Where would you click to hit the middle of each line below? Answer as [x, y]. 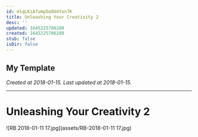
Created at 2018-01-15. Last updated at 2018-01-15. [69, 82]
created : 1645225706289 [35, 34]
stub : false [21, 39]
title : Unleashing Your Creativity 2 [52, 17]
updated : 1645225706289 [35, 28]
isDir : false [22, 45]
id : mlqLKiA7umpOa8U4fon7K [39, 11]
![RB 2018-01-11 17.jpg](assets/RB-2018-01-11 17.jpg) [69, 128]
